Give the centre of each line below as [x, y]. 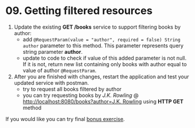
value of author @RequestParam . [60, 70]
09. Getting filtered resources [79, 11]
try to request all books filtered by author [72, 89]
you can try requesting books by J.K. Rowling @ [81, 95]
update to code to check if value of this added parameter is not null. [105, 58]
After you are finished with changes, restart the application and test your [102, 77]
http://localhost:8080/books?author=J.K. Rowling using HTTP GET [103, 101]
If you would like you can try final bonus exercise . [65, 119]
